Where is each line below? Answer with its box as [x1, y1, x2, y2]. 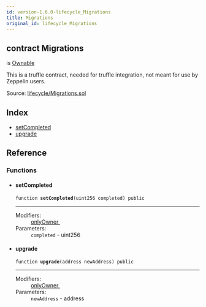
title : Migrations [6, 15, 53, 21]
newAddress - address [30, 295, 85, 302]
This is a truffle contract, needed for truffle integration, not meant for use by [6, 71, 198, 78]
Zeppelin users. [6, 78, 46, 85]
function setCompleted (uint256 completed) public [15, 195, 145, 201]
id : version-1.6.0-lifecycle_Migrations [6, 9, 112, 15]
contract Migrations [6, 43, 84, 53]
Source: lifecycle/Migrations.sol [6, 89, 86, 97]
